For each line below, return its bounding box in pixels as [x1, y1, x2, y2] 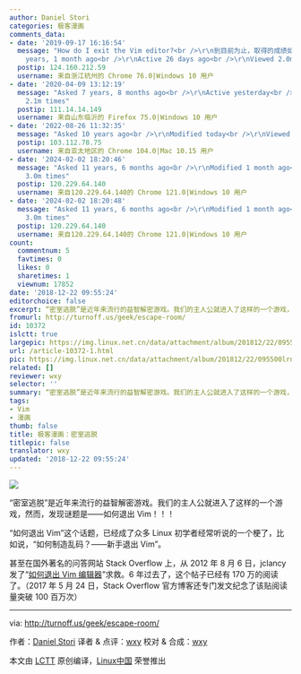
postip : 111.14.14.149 [17, 105, 102, 114]
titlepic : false [9, 438, 70, 447]
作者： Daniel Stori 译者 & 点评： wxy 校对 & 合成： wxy [9, 636, 208, 646]
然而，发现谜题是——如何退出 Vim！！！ [24, 508, 176, 519]
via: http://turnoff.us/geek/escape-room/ [9, 618, 159, 628]
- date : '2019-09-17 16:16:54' [9, 38, 126, 48]
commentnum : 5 [17, 246, 70, 255]
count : [9, 238, 34, 247]
